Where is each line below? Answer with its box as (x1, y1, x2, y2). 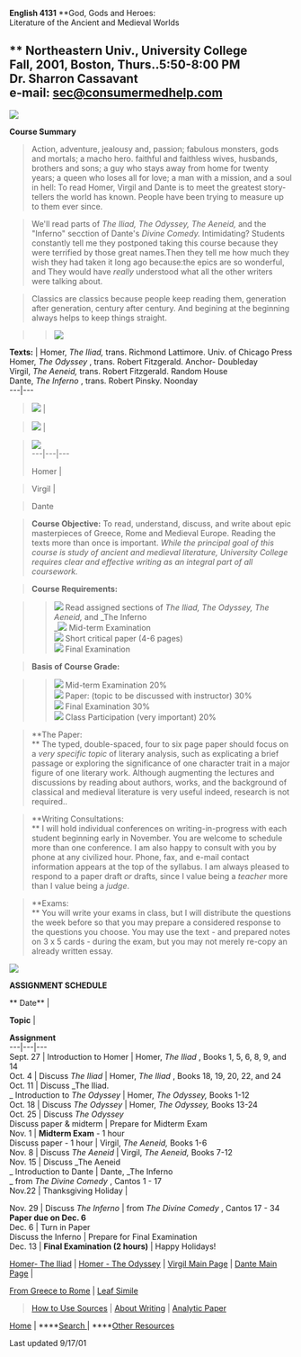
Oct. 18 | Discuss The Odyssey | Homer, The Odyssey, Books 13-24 (9, 1099, 259, 1110)
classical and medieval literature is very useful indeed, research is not (31, 786, 290, 797)
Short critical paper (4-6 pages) (65, 633, 183, 643)
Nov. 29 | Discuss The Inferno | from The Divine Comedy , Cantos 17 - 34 (9, 1202, 280, 1213)
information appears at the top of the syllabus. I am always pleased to (31, 861, 290, 872)
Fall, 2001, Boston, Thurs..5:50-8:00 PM (9, 58, 241, 73)
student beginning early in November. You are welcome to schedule (31, 832, 283, 843)
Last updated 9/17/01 (9, 1337, 87, 1348)
